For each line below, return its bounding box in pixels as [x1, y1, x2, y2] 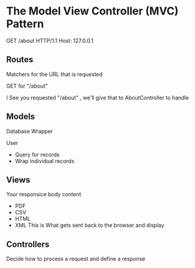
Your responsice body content [6, 191, 81, 198]
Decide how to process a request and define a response [6, 255, 146, 263]
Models [6, 112, 35, 122]
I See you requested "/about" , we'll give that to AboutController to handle [6, 94, 190, 101]
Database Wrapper [6, 127, 53, 135]
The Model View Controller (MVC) [6, 4, 179, 18]
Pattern [6, 17, 44, 31]
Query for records [14, 151, 60, 158]
